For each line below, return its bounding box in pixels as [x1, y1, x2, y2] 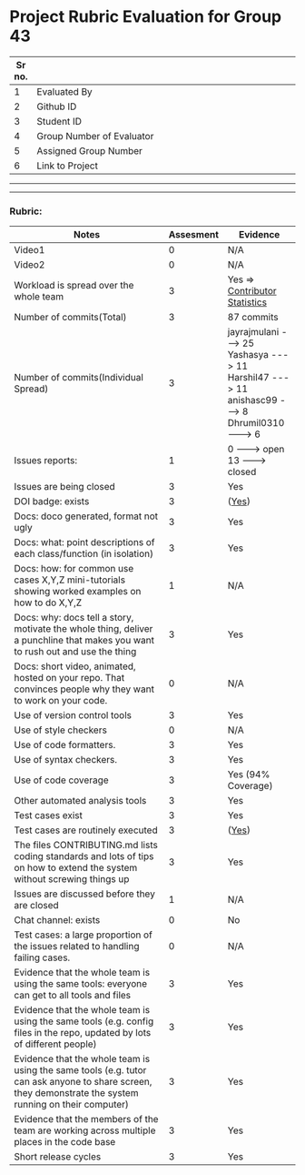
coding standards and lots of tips [14, 850, 154, 863]
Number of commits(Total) [14, 311, 127, 324]
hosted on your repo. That [14, 672, 125, 684]
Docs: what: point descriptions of [14, 536, 155, 549]
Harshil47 [227, 371, 270, 384]
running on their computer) [14, 1099, 130, 1111]
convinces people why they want [14, 683, 154, 695]
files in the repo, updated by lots [14, 1027, 152, 1039]
